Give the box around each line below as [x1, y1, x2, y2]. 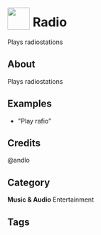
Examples [7, 98, 52, 110]
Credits [7, 137, 41, 149]
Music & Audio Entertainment [7, 195, 95, 204]
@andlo [7, 156, 31, 165]
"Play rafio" [17, 116, 52, 125]
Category [7, 176, 51, 188]
